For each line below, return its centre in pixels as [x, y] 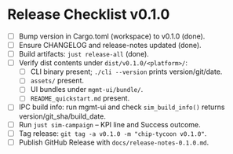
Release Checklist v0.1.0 [89, 15]
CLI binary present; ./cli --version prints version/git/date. [126, 71]
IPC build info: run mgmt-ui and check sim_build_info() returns [122, 107]
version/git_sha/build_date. [62, 116]
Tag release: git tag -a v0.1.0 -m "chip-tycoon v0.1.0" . [113, 133]
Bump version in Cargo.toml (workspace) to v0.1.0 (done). [112, 36]
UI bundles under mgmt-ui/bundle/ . [87, 90]
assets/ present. [57, 81]
